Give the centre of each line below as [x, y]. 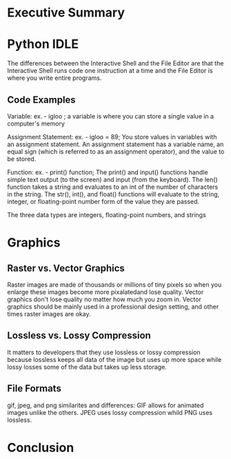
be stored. [22, 159]
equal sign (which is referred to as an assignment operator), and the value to [116, 151]
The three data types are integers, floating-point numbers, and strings [107, 214]
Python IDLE [43, 44]
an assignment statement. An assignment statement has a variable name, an [115, 144]
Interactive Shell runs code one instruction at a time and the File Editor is [110, 71]
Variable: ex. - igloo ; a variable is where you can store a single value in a [111, 116]
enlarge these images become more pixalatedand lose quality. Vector [106, 292]
